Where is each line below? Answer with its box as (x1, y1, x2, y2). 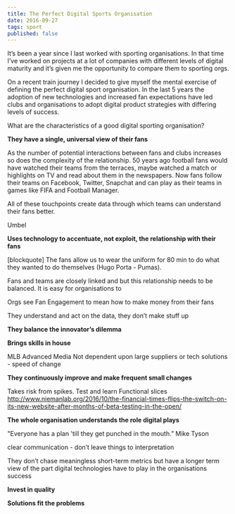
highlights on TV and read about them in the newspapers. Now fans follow (7, 171, 222, 180)
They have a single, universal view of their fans (7, 135, 148, 144)
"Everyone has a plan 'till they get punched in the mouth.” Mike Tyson (7, 430, 209, 438)
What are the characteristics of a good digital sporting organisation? (7, 121, 205, 130)
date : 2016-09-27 (7, 17, 58, 24)
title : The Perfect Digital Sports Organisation (7, 10, 153, 18)
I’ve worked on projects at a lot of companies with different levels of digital (7, 57, 224, 65)
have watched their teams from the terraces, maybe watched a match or (7, 163, 217, 173)
